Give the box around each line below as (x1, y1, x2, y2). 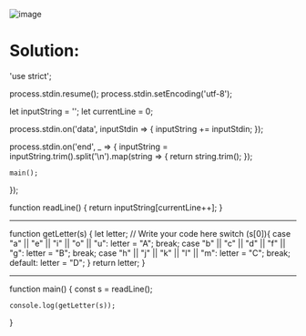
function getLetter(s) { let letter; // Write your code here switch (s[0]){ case (9, 228, 291, 239)
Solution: (9, 41, 80, 61)
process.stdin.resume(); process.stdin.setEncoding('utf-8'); (9, 87, 233, 99)
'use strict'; (9, 70, 52, 81)
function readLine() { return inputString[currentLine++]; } (9, 201, 223, 213)
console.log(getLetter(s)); (9, 300, 117, 310)
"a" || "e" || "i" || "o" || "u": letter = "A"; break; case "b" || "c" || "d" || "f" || (9, 238, 286, 249)
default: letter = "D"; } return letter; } (9, 257, 146, 268)
